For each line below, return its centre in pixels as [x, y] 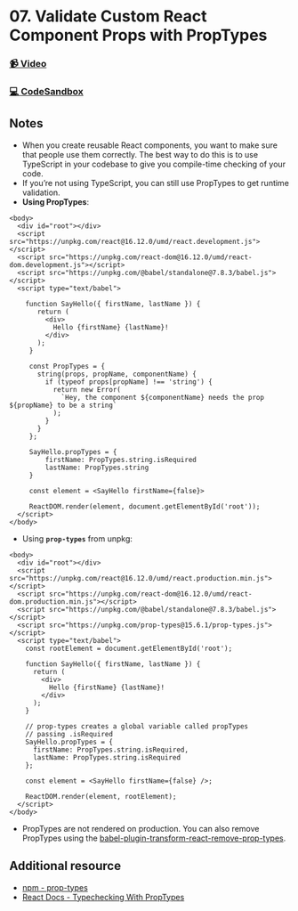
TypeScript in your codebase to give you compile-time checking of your [154, 164]
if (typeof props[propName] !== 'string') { [129, 382]
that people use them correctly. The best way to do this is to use [140, 154]
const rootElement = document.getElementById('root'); [129, 648]
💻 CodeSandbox [47, 92]
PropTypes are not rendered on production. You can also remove [141, 828]
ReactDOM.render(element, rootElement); [101, 796]
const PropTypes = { [67, 366]
